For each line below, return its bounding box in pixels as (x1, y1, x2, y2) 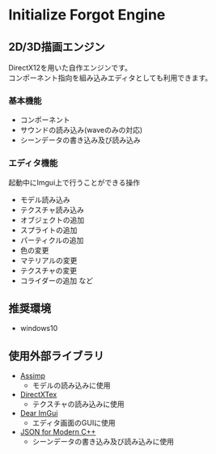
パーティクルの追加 (19, 235, 84, 244)
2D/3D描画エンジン (8, 40, 105, 53)
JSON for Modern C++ (19, 427, 96, 437)
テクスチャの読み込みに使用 (32, 399, 125, 409)
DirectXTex (19, 390, 57, 400)
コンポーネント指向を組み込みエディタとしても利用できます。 (8, 73, 213, 83)
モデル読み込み (19, 194, 70, 204)
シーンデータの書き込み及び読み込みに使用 (32, 437, 174, 447)
